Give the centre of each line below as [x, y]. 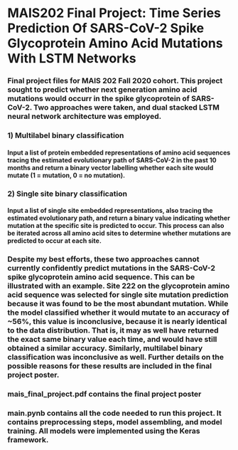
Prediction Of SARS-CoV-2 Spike [106, 28]
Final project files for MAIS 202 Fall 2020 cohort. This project [115, 81]
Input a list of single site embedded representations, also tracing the [110, 211]
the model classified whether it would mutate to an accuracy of [118, 313]
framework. [28, 439]
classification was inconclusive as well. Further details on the [115, 357]
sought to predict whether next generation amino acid [102, 90]
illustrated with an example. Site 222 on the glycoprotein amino [119, 286]
